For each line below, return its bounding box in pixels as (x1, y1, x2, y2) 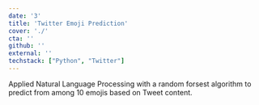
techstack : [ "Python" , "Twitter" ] (8, 57, 125, 65)
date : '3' (8, 11, 42, 20)
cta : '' (8, 34, 35, 43)
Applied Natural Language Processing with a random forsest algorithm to (8, 78, 252, 89)
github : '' (8, 42, 45, 50)
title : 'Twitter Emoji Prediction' (8, 19, 129, 27)
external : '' (8, 49, 53, 57)
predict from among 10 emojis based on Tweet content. (8, 87, 193, 97)
